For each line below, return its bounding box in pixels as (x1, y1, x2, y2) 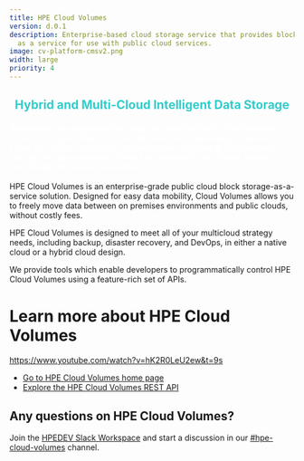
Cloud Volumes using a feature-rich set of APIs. (9, 274, 187, 285)
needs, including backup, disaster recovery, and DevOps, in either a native (9, 237, 288, 248)
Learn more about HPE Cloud (9, 305, 231, 326)
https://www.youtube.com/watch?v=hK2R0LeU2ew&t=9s (9, 355, 223, 366)
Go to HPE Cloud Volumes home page (22, 372, 165, 383)
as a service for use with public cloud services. (17, 38, 213, 48)
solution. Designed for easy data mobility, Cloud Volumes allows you (39, 191, 294, 202)
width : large (9, 55, 59, 64)
